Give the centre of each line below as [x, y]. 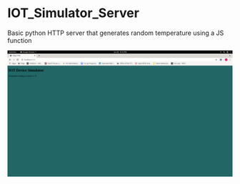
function [20, 40]
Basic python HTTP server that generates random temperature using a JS [116, 33]
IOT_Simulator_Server [73, 13]
